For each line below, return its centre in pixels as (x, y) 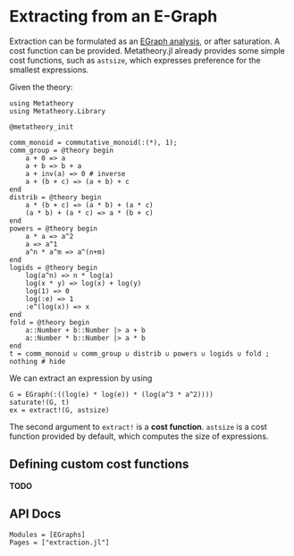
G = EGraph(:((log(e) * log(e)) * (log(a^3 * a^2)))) (112, 394)
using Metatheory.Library (57, 111)
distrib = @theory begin (55, 197)
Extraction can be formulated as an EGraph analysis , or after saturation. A (145, 41)
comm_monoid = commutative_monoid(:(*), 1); (93, 142)
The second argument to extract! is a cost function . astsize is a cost (139, 426)
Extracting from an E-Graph (113, 17)
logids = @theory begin (54, 267)
